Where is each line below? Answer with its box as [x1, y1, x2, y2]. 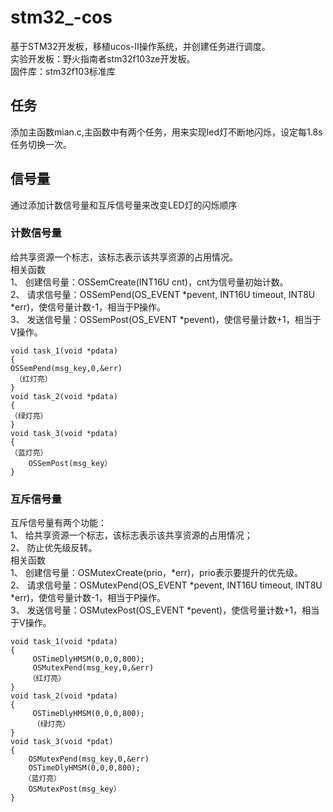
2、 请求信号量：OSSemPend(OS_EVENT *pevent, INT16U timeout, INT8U [10, 288, 316, 300]
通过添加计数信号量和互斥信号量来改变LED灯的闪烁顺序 [10, 199, 238, 211]
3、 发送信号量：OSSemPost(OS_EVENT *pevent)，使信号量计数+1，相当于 [10, 313, 322, 325]
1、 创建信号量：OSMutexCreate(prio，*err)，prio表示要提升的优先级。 [10, 567, 303, 579]
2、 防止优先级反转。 [10, 542, 98, 554]
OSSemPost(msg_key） [28, 458, 113, 468]
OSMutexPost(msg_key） [28, 784, 122, 795]
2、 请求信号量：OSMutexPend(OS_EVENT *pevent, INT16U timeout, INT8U [10, 579, 323, 591]
